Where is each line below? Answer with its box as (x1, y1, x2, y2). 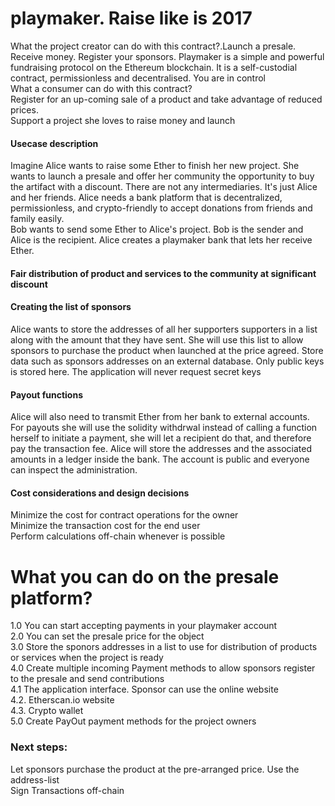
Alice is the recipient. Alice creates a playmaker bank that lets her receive (10, 234, 313, 246)
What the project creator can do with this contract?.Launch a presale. (10, 40, 297, 52)
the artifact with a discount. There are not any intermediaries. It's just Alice (10, 181, 318, 193)
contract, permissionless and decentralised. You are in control (10, 72, 267, 84)
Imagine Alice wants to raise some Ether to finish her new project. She (10, 160, 300, 172)
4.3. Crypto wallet (10, 705, 84, 717)
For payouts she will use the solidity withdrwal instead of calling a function (10, 422, 318, 434)
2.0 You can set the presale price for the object (10, 630, 205, 642)
